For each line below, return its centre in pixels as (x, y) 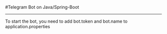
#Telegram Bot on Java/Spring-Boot (42, 7)
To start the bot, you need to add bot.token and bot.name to (66, 21)
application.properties (28, 26)
